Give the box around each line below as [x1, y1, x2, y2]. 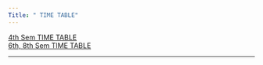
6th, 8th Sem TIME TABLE [8, 40, 92, 50]
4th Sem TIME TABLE [8, 32, 77, 42]
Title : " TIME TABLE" [8, 11, 79, 19]
